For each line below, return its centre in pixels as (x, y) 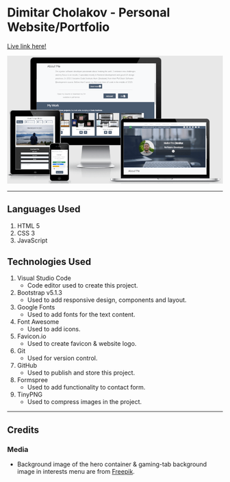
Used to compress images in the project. (85, 402)
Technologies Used (49, 262)
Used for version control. (62, 358)
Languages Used (44, 209)
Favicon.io (31, 336)
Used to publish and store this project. (81, 373)
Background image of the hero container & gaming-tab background (112, 464)
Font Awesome (38, 322)
